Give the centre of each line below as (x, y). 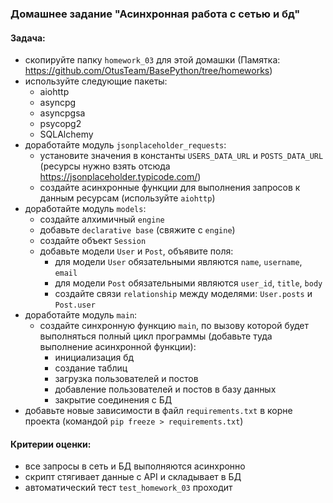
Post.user (75, 305)
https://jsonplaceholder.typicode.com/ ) (120, 177)
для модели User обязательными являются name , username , (178, 262)
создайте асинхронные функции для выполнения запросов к (170, 188)
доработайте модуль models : (85, 209)
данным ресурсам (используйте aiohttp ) (127, 198)
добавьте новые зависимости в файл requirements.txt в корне (158, 411)
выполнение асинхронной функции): (118, 347)
